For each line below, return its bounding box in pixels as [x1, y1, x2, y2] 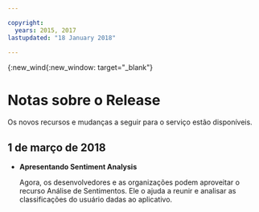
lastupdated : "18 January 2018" [7, 34, 116, 42]
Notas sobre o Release [7, 91, 161, 109]
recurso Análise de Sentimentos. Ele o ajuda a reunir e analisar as [18, 186, 236, 196]
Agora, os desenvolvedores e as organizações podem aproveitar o [18, 177, 240, 187]
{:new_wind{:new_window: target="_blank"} [7, 63, 154, 72]
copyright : [7, 18, 44, 26]
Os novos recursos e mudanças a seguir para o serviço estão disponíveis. [7, 117, 253, 127]
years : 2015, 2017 [14, 26, 77, 35]
